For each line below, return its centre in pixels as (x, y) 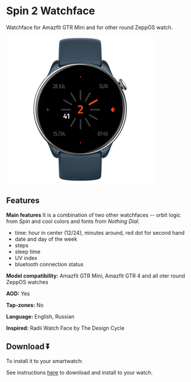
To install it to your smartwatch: (44, 361)
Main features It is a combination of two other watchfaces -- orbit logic (93, 215)
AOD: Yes (18, 293)
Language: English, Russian (40, 316)
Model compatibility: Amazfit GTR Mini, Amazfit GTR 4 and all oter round (96, 276)
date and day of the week (46, 239)
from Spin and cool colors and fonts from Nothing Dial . (73, 221)
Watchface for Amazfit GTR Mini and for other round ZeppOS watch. (90, 27)
